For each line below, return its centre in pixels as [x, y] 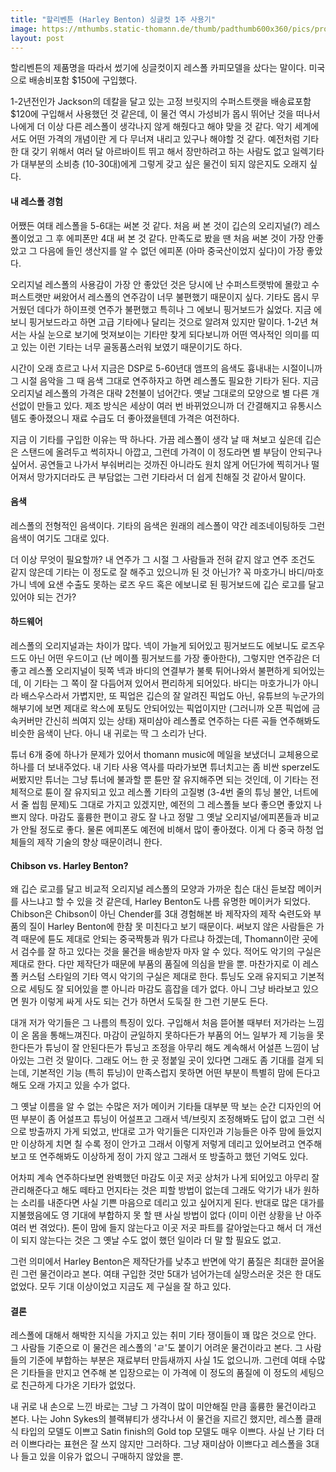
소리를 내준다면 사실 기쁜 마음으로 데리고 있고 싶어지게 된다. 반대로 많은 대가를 [172, 1203]
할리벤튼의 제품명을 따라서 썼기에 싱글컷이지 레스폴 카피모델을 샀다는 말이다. [158, 68]
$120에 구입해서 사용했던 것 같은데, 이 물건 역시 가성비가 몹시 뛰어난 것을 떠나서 [165, 114]
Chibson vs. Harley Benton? [69, 865]
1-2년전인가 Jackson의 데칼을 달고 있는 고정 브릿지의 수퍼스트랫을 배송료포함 [161, 102]
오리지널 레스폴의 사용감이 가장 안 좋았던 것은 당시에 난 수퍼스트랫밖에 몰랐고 [160, 284]
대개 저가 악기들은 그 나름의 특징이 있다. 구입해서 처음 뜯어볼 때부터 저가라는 [158, 1023]
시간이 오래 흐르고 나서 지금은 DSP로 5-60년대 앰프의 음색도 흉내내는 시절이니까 [166, 368]
